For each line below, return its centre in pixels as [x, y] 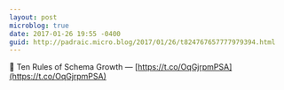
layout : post [33, 17]
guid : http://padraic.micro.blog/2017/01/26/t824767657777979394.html [142, 42]
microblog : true [39, 26]
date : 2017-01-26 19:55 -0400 [65, 34]
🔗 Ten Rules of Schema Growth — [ [74, 67]
